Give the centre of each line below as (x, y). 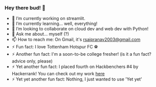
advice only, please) (32, 61)
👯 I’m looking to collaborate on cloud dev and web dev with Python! (80, 29)
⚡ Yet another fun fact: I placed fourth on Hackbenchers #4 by (75, 67)
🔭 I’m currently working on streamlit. (48, 19)
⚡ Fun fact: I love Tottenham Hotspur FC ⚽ (55, 47)
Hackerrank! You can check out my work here (58, 74)
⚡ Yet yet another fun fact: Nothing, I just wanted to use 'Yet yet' (77, 79)
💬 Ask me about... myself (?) (40, 34)
